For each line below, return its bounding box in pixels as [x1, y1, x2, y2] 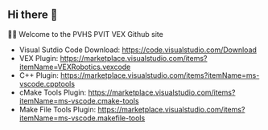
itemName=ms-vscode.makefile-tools [19, 113, 146, 123]
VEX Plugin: [19, 53, 59, 63]
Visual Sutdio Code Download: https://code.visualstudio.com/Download [19, 45, 257, 55]
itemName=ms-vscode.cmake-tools [19, 95, 139, 105]
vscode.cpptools [19, 79, 76, 88]
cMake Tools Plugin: [19, 87, 87, 97]
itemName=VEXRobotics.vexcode [19, 62, 131, 71]
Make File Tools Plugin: [19, 104, 97, 114]
